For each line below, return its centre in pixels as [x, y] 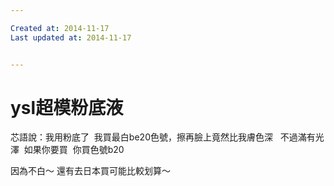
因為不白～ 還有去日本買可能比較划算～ [90, 171]
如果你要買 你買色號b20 [74, 150]
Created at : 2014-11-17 [60, 28]
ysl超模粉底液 [67, 107]
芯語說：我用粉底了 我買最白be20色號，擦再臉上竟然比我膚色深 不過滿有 [163, 137]
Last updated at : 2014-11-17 [71, 37]
